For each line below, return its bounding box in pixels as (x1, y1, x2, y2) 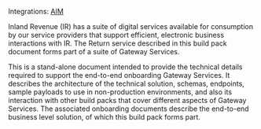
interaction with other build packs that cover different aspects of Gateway (8, 96, 247, 105)
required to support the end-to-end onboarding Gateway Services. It (8, 71, 230, 79)
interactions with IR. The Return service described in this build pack (8, 39, 227, 48)
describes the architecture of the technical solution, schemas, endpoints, (8, 79, 245, 88)
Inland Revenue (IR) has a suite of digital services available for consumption (8, 22, 254, 31)
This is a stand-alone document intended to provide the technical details (8, 62, 243, 72)
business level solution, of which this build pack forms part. (8, 112, 200, 121)
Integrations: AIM (8, 7, 64, 16)
